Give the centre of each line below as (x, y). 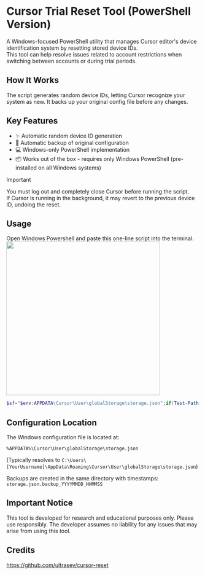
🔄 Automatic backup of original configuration (72, 143)
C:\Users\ (74, 461)
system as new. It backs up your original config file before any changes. (97, 101)
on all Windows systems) (69, 168)
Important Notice (40, 503)
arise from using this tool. (39, 531)
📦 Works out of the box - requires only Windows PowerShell (92, 158)
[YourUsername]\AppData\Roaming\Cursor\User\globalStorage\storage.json (101, 467)
